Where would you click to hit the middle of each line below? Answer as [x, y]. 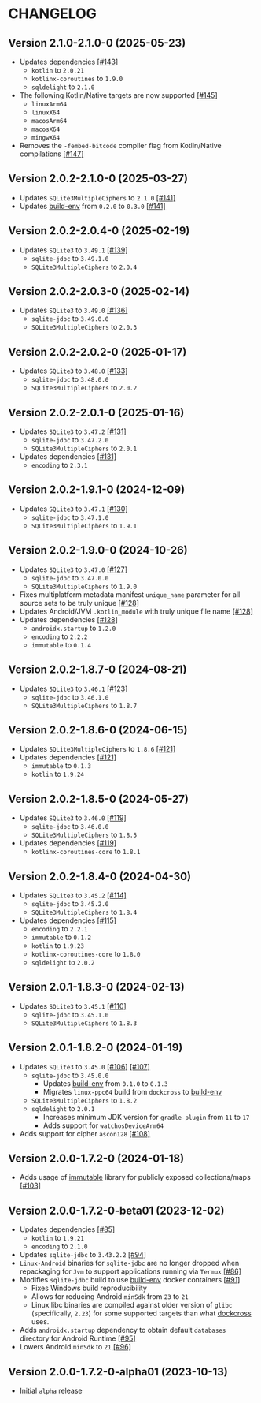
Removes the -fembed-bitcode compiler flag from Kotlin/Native [120, 146]
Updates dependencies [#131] [68, 457]
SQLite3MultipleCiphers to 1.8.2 [84, 1100]
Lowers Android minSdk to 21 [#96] [75, 1347]
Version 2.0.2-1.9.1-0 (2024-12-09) [97, 490]
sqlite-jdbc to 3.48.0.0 [70, 379]
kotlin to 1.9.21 [58, 1238]
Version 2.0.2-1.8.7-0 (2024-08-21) [97, 670]
